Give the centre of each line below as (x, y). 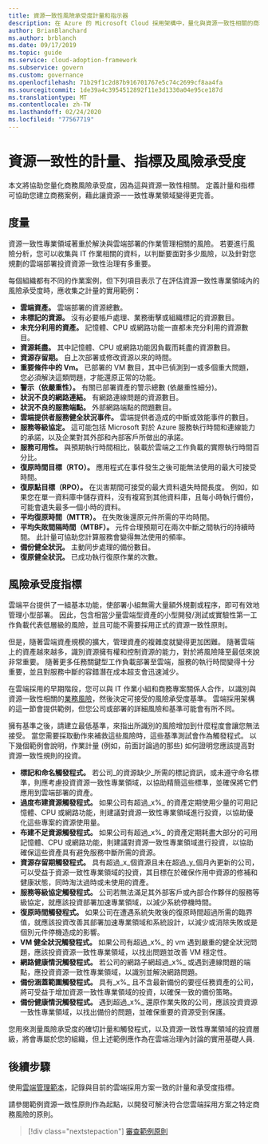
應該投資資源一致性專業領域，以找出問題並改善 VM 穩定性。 (132, 952)
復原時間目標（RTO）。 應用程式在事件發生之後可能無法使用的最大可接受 (138, 467)
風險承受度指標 (45, 585)
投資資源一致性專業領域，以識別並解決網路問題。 (121, 972)
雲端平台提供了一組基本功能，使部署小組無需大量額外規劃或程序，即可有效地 (134, 605)
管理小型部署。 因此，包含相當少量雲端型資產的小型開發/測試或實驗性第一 (129, 615)
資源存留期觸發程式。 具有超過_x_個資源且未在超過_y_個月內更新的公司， (139, 862)
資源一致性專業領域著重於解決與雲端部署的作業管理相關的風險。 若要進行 (128, 243)
